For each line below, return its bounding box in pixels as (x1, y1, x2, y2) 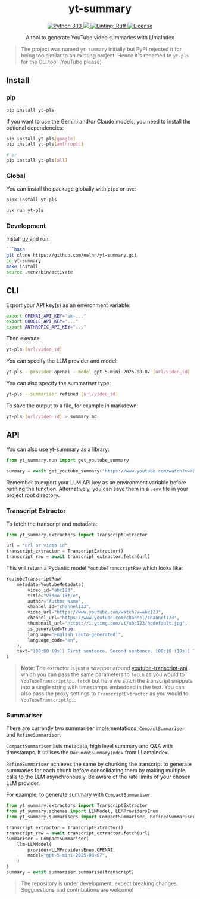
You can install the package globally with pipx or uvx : (6, 185, 136, 192)
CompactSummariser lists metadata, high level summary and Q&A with (6, 742, 173, 750)
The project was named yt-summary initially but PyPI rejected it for (20, 45, 182, 53)
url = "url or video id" (6, 542, 68, 548)
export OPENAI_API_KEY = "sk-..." (6, 313, 86, 319)
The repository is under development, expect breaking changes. (20, 880, 179, 887)
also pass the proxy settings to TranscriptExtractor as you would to (20, 690, 189, 697)
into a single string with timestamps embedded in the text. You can (20, 683, 185, 691)
